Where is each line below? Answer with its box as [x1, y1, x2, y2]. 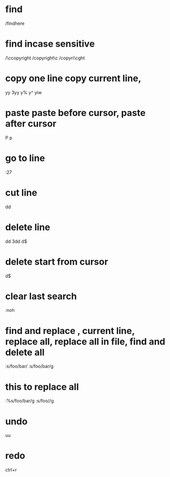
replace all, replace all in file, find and [5, 336, 165, 347]
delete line [5, 222, 51, 233]
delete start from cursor [5, 256, 108, 267]
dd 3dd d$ [5, 238, 27, 244]
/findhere [5, 20, 25, 26]
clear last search [5, 290, 77, 302]
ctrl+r [5, 467, 17, 473]
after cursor [5, 118, 57, 129]
